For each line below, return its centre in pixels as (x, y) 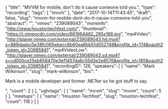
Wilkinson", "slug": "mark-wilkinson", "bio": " (51, 71)
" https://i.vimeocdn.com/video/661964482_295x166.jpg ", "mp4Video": (78, 34)
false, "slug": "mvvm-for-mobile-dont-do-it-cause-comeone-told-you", (79, 18)
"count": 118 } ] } (22, 101)
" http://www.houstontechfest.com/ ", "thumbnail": (56, 29)
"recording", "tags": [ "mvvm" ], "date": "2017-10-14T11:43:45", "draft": (78, 13)
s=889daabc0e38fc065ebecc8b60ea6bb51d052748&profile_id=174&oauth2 (84, 44)
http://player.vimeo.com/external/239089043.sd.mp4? (64, 55)
